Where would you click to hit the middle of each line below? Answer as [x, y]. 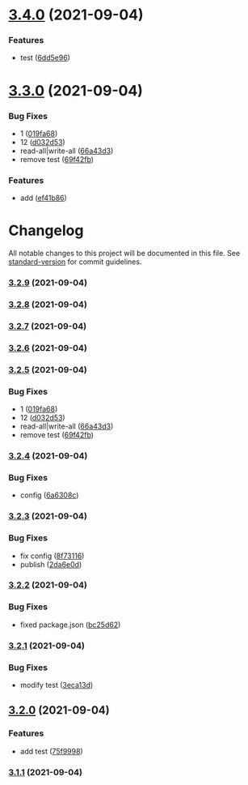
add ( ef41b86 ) [43, 198]
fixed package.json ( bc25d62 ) [70, 625]
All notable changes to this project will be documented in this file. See [124, 254]
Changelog [46, 230]
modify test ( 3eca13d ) [57, 685]
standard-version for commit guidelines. [75, 262]
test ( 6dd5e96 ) [45, 58]
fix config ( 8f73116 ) [52, 556]
